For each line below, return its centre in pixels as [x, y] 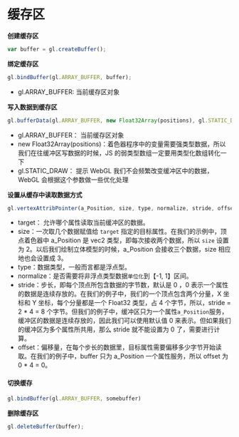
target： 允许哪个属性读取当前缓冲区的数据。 [83, 222]
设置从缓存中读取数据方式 [45, 195]
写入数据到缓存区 [32, 107]
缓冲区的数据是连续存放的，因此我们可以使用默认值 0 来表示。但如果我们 [124, 321]
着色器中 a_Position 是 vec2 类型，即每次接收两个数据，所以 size [119, 240]
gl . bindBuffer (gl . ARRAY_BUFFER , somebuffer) [74, 399]
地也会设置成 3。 [42, 258]
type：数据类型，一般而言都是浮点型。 [74, 267]
